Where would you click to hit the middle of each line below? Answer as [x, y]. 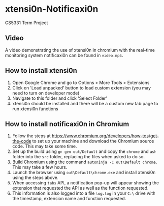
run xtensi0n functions [35, 109]
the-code [22, 141]
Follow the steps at [31, 136]
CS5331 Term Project [27, 23]
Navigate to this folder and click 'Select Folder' [60, 98]
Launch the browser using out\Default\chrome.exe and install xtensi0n [84, 173]
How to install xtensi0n [41, 71]
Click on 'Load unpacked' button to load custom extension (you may [82, 88]
